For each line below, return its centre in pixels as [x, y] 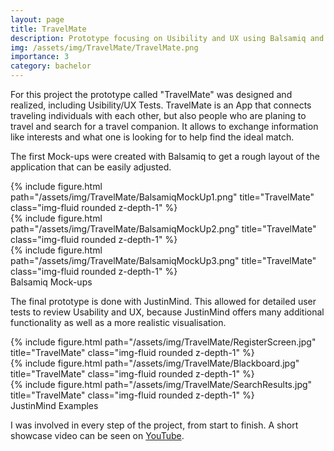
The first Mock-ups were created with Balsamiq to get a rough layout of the [165, 156]
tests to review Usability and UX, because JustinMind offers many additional [167, 312]
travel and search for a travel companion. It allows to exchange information [164, 126]
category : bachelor [51, 66]
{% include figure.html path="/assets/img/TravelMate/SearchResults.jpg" [161, 384]
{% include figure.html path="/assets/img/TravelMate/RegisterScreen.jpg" [163, 342]
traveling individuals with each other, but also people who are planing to [158, 115]
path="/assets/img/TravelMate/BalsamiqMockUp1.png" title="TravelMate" [162, 197]
